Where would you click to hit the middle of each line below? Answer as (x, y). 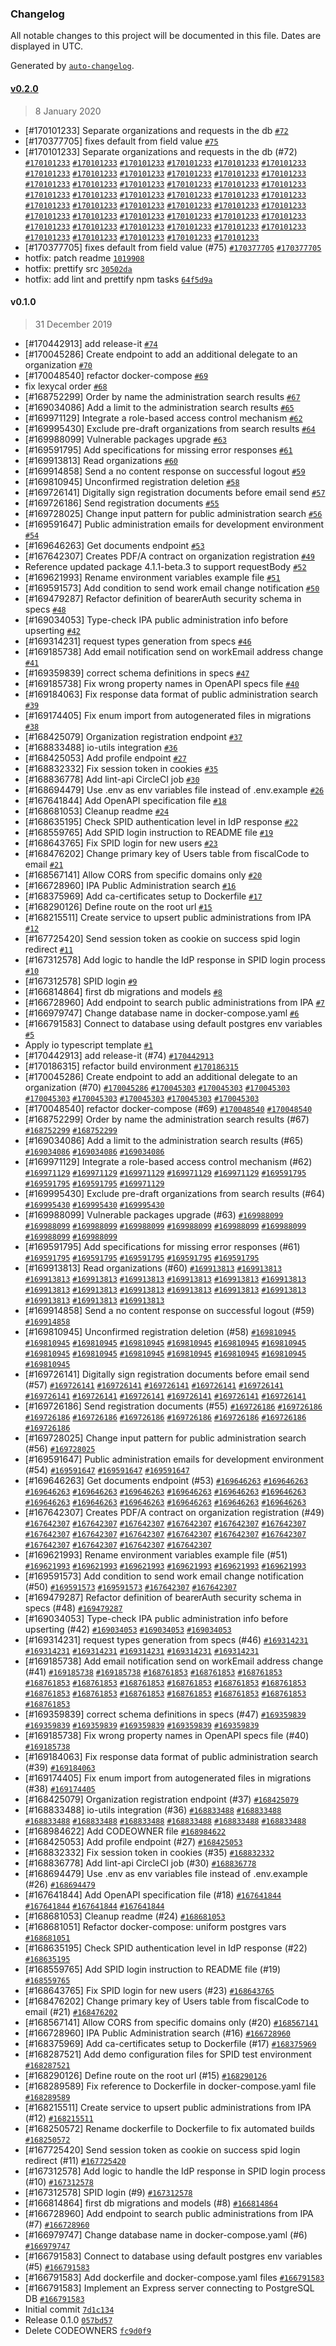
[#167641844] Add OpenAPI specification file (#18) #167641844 (153, 1894)
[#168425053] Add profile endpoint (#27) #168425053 (133, 1841)
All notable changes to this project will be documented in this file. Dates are (166, 36)
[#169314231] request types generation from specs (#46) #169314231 (166, 1639)
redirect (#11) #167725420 (75, 2160)
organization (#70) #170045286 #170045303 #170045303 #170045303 (157, 1087)
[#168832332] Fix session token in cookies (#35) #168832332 (149, 1852)
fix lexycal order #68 (66, 386)
